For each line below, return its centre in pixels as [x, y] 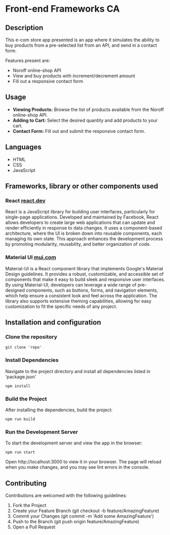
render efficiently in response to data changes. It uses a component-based [84, 228]
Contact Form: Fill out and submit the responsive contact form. [79, 131]
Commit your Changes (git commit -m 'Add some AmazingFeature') [83, 516]
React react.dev [25, 201]
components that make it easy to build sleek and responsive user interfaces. [85, 279]
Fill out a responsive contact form [48, 81]
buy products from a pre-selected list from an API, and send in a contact [81, 45]
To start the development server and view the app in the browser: [74, 443]
